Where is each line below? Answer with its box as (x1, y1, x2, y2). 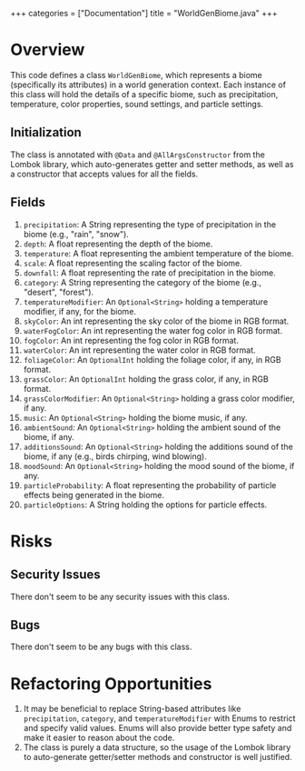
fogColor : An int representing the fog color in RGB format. (23, 335, 240, 345)
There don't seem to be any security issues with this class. (10, 591, 231, 602)
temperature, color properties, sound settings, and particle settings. (10, 98, 264, 109)
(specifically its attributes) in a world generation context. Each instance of (10, 79, 287, 90)
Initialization (10, 125, 83, 140)
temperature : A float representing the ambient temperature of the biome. (23, 247, 294, 258)
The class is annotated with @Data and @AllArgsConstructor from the (10, 149, 266, 160)
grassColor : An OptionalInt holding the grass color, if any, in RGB (23, 373, 269, 385)
